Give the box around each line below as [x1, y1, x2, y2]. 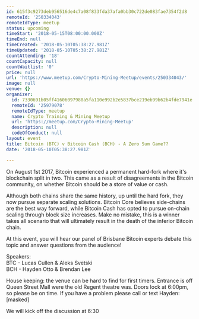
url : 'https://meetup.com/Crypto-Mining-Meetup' [11, 119, 134, 125]
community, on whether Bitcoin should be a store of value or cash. [6, 180, 169, 187]
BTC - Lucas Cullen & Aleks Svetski [6, 259, 93, 266]
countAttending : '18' [6, 53, 60, 59]
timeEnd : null [6, 36, 42, 42]
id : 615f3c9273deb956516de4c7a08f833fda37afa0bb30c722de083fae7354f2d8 [6, 8, 187, 15]
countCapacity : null [6, 58, 58, 64]
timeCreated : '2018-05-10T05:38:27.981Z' [6, 42, 110, 48]
